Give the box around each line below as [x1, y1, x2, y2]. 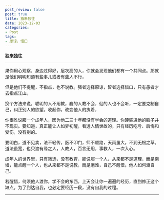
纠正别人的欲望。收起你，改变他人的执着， [13, 107, 99, 112]
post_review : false [5, 7, 45, 12]
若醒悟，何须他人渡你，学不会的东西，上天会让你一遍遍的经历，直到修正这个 [5, 178, 159, 184]
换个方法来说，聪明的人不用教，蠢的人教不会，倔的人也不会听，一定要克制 [5, 100, 155, 106]
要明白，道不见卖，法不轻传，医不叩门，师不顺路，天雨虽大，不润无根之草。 [5, 139, 159, 145]
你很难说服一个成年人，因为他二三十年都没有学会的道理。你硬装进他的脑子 [5, 117, 155, 123]
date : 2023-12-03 [5, 20, 41, 26]
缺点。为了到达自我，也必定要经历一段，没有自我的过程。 [5, 184, 121, 190]
